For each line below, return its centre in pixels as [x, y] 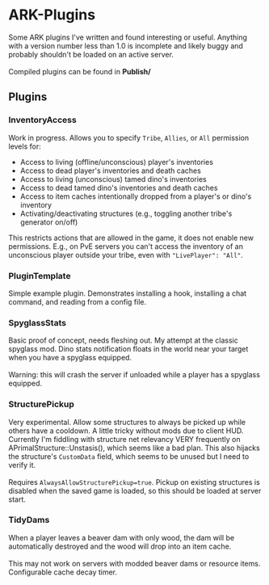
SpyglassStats [38, 322]
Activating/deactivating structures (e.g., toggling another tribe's [126, 213]
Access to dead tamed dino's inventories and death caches [119, 187]
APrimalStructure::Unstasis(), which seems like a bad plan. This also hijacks [134, 448]
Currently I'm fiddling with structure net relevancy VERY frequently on [124, 439]
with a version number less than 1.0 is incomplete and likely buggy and [126, 45]
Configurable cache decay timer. [63, 572]
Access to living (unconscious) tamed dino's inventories [113, 179]
